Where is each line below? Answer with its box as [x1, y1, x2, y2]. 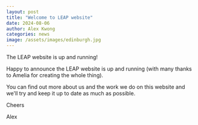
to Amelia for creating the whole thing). [6, 72, 104, 79]
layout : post [6, 8, 39, 15]
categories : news [6, 31, 50, 37]
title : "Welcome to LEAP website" [6, 14, 94, 21]
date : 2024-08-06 [6, 20, 50, 26]
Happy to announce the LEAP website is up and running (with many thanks [6, 65, 192, 72]
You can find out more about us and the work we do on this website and [6, 83, 185, 91]
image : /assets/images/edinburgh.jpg [6, 37, 101, 43]
